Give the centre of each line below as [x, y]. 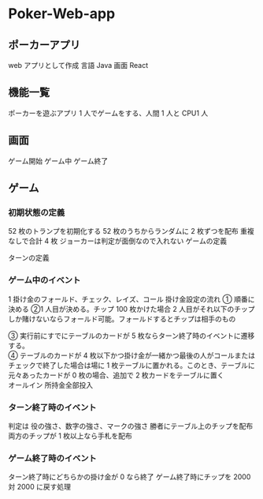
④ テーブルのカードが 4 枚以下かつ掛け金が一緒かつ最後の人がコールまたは [132, 355]
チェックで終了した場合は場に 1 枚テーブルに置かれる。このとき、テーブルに [131, 365]
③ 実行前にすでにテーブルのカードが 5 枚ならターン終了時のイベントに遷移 [131, 336]
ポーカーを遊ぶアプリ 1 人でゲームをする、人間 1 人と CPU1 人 [108, 113]
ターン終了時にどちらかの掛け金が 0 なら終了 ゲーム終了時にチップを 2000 [130, 477]
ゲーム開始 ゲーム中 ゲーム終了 [58, 161]
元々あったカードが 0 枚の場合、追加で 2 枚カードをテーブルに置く [116, 375]
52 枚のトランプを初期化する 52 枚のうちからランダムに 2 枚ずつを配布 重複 [131, 231]
